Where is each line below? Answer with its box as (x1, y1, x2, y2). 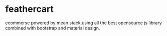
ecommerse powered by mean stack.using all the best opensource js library (5, 20, 162, 26)
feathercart (5, 3, 54, 15)
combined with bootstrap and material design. (5, 25, 100, 31)
